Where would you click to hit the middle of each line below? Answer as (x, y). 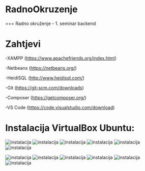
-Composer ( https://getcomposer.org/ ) (46, 97)
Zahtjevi (23, 44)
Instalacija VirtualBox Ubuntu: (70, 128)
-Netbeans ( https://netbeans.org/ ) (41, 68)
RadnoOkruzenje (41, 9)
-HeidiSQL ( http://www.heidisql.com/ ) (45, 78)
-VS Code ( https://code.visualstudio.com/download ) (60, 107)
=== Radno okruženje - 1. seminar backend (51, 23)
